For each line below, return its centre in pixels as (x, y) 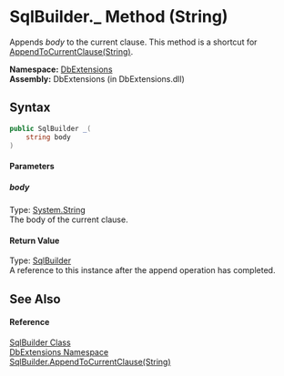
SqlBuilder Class (40, 342)
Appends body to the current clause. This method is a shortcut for (133, 42)
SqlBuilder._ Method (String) (119, 17)
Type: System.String (48, 209)
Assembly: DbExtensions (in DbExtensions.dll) (97, 78)
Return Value (35, 240)
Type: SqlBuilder (40, 260)
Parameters (32, 166)
